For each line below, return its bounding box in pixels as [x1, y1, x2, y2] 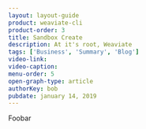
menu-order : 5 [8, 70, 55, 78]
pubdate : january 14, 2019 [8, 92, 97, 100]
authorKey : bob [8, 84, 58, 93]
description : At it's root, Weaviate [8, 41, 133, 49]
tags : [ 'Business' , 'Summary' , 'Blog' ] [8, 48, 140, 56]
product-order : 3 [8, 26, 66, 34]
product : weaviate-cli [8, 19, 83, 27]
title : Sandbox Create [8, 33, 83, 42]
